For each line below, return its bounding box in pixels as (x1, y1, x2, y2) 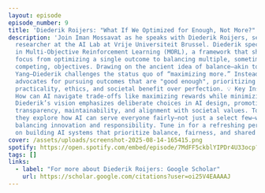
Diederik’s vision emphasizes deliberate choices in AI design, (15, 99, 231, 107)
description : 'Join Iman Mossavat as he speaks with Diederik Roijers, (8, 33, 248, 42)
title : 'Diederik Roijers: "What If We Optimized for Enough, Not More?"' (8, 26, 259, 34)
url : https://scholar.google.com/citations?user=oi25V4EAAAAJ (22, 173, 231, 181)
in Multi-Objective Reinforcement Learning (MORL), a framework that (15, 48, 248, 56)
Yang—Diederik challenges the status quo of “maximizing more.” (15, 70, 231, 78)
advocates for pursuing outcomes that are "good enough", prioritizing (15, 77, 256, 85)
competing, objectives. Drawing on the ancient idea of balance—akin (15, 63, 248, 71)
